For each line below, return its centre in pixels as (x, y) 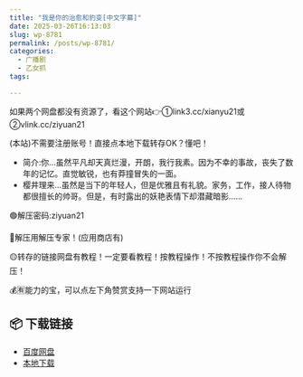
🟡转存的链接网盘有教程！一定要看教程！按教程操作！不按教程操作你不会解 (148, 256)
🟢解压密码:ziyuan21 (47, 215)
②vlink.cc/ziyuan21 (47, 124)
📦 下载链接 (42, 324)
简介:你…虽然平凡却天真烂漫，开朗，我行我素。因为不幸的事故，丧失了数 (158, 162)
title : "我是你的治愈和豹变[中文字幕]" (76, 18)
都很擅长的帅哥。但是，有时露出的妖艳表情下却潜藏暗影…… (132, 196)
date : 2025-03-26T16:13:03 (60, 26)
